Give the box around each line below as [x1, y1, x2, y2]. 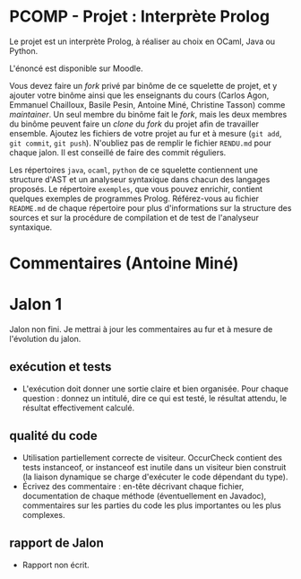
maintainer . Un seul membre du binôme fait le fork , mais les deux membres [9, 109, 288, 119]
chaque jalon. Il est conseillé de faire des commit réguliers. [9, 146, 227, 158]
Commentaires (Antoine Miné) [9, 253, 239, 274]
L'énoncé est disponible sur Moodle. [9, 63, 143, 74]
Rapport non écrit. [21, 559, 90, 570]
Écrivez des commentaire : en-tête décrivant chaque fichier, [21, 480, 245, 491]
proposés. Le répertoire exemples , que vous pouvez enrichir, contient [9, 183, 262, 194]
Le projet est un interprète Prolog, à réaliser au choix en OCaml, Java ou [9, 36, 276, 47]
